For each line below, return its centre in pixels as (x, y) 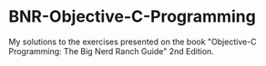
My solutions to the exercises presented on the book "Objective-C (133, 42)
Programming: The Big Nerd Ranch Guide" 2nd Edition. (112, 51)
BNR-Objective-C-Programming (132, 17)
